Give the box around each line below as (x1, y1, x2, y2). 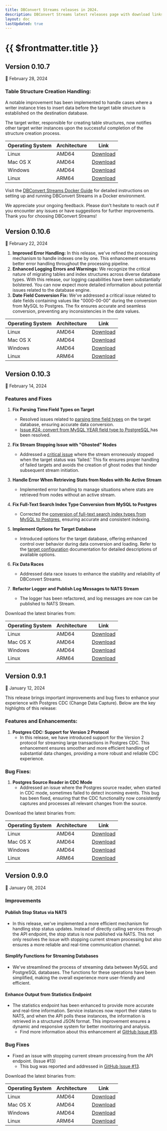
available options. (19, 552, 56, 558)
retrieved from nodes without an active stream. (19, 492, 116, 498)
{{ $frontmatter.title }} (5, 43, 99, 54)
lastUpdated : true (5, 21, 43, 26)
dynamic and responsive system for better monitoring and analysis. (12, 1023, 151, 1029)
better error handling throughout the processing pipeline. (12, 261, 129, 267)
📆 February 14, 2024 (5, 383, 47, 389)
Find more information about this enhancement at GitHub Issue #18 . (19, 1029, 159, 1035)
